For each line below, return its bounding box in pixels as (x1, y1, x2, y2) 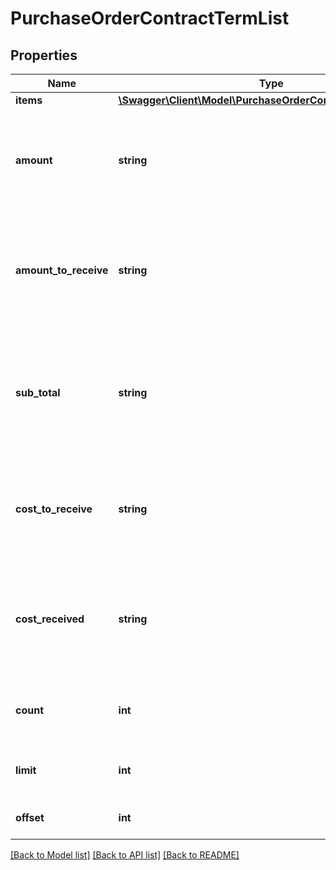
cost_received (15, 612, 85, 626)
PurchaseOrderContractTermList (10, 7, 290, 30)
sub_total (15, 386, 61, 399)
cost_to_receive (15, 502, 93, 516)
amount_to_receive (15, 263, 109, 277)
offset (15, 811, 45, 824)
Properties (10, 47, 78, 64)
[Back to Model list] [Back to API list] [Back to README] (10, 849, 240, 861)
